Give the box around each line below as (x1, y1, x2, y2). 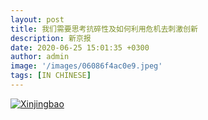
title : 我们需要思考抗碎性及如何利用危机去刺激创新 (10, 24, 198, 34)
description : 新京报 (10, 33, 92, 43)
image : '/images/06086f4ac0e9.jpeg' (10, 61, 163, 71)
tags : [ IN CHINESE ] (10, 71, 92, 81)
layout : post (10, 14, 65, 25)
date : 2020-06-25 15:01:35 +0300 (10, 42, 150, 53)
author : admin (10, 52, 70, 62)
